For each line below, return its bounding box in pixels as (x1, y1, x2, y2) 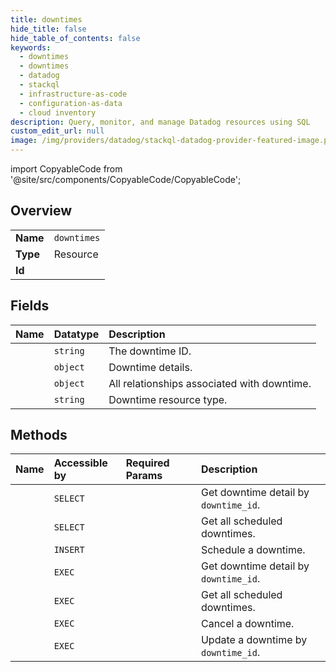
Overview (10, 202, 73, 220)
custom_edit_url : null (10, 126, 105, 136)
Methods (10, 427, 68, 444)
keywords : (10, 42, 52, 53)
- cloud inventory (19, 107, 97, 118)
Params (125, 469, 163, 483)
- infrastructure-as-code (19, 89, 128, 99)
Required (125, 456, 170, 470)
